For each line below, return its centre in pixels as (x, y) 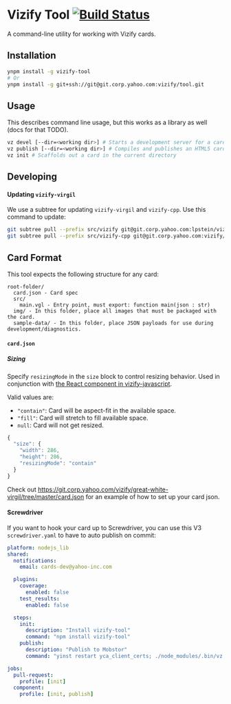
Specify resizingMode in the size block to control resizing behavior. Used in (113, 376)
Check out (22, 489)
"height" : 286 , (41, 457)
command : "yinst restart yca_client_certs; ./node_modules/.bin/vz (124, 656)
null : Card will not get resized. (60, 425)
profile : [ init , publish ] (57, 694)
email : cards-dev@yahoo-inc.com (66, 567)
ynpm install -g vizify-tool (49, 71)
